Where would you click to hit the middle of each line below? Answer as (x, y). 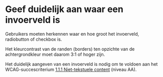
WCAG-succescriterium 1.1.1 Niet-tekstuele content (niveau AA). (71, 69)
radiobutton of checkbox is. (34, 39)
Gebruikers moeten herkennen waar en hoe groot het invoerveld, (72, 34)
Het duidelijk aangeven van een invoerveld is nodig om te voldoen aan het (81, 64)
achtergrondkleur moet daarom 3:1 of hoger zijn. (55, 54)
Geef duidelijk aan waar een (64, 9)
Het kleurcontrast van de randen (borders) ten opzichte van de (70, 49)
